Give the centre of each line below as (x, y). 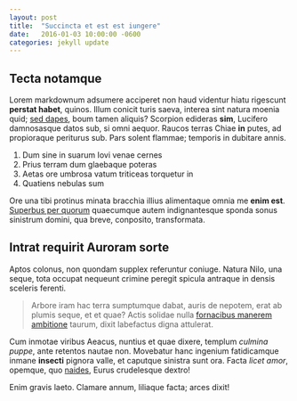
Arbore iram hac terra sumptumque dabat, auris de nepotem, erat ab (157, 305)
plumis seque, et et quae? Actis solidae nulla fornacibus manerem (152, 315)
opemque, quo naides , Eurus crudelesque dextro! (100, 370)
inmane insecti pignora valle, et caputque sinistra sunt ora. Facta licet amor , (149, 360)
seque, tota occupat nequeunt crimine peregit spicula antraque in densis (142, 278)
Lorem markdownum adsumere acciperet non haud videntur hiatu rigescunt (148, 100)
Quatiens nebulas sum (63, 184)
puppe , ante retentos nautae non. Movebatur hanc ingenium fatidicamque (144, 351)
